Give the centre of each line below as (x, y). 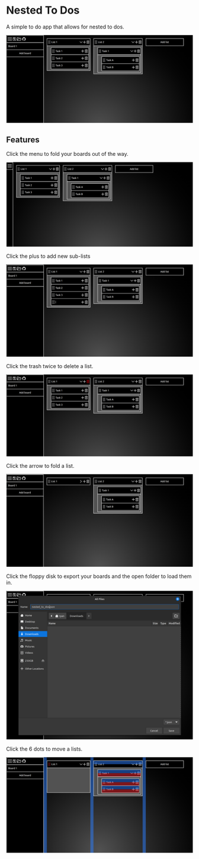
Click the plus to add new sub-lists (48, 256)
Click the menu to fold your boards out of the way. (67, 154)
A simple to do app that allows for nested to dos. (65, 27)
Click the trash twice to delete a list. (50, 366)
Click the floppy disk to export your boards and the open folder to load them (99, 576)
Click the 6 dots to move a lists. (44, 749)
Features (23, 140)
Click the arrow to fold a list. (40, 466)
